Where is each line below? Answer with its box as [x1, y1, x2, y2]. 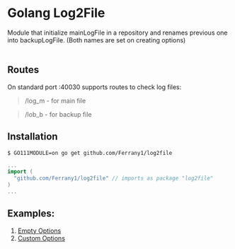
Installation [7, 131, 58, 143]
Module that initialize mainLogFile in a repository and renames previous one [7, 28, 228, 37]
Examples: [7, 207, 55, 220]
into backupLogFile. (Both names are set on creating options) [7, 35, 186, 44]
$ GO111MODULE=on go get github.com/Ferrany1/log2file [7, 149, 173, 156]
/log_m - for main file [24, 96, 86, 105]
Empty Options [17, 226, 62, 235]
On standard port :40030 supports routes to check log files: [7, 83, 182, 91]
